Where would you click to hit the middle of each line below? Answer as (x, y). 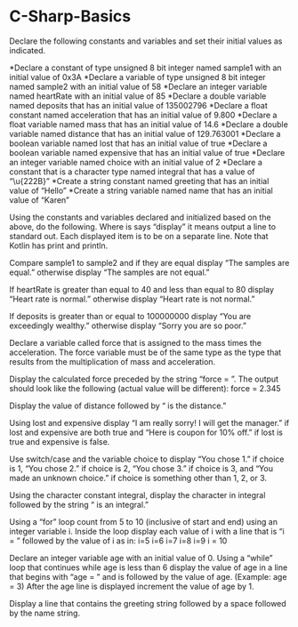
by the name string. (45, 613)
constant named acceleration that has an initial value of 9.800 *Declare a (143, 115)
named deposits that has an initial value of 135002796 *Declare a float (139, 105)
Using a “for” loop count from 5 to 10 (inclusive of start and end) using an (144, 521)
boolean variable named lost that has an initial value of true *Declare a (138, 143)
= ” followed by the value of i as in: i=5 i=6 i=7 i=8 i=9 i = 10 (118, 541)
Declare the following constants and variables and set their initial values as (146, 41)
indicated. (28, 50)
